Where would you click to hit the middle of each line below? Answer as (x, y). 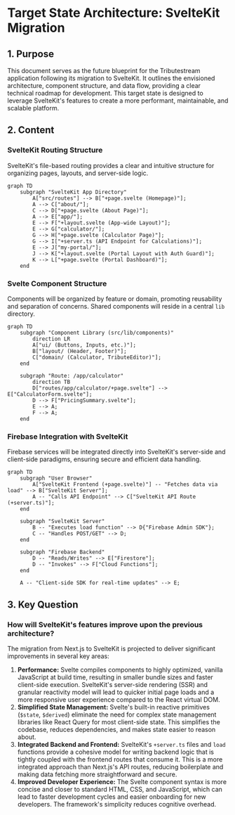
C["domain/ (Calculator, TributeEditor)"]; (97, 357)
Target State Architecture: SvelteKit (114, 13)
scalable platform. (33, 108)
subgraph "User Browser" (56, 479)
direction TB (52, 382)
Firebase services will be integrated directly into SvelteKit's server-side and (116, 452)
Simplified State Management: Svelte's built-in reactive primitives (114, 707)
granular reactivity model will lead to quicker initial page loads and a (116, 692)
